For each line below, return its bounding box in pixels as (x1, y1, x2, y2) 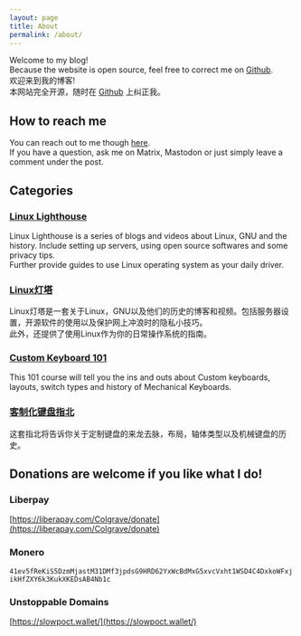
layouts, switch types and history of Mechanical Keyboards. (9, 382, 232, 393)
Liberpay (9, 494, 50, 507)
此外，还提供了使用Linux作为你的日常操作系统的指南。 (9, 328, 212, 339)
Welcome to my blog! (9, 55, 89, 66)
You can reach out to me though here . (9, 138, 151, 148)
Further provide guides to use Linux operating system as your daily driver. (9, 259, 285, 270)
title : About (9, 22, 59, 31)
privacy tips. (9, 250, 56, 261)
